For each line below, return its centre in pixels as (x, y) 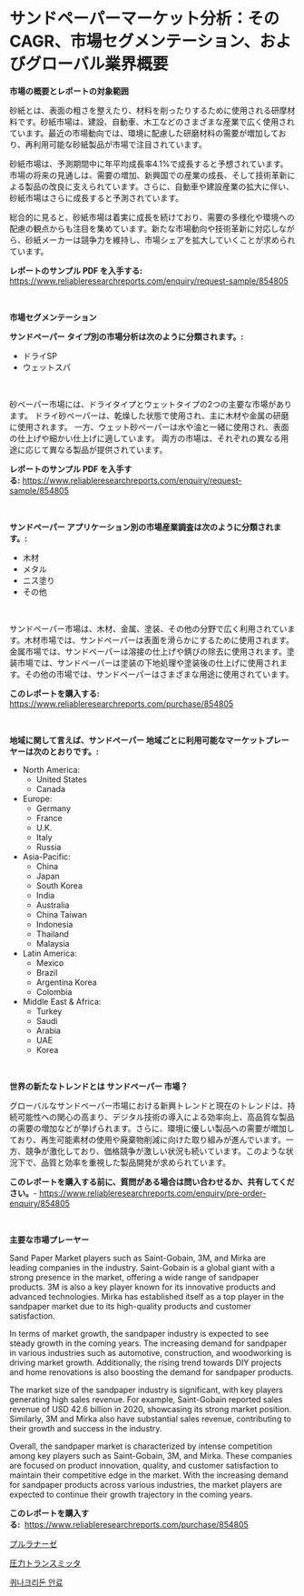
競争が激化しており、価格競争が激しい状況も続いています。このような (155, 1150)
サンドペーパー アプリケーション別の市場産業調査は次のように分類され (142, 527)
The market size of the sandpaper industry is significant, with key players (147, 1390)
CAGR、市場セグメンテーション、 (135, 41)
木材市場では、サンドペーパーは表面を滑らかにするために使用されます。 (159, 640)
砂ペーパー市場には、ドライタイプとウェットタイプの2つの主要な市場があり (151, 404)
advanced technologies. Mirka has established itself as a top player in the (147, 1296)
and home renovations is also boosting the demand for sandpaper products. (152, 1372)
